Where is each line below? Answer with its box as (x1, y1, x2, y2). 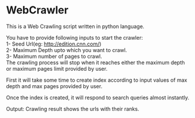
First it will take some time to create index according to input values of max (6, 77, 187, 84)
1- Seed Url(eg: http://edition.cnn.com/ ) (6, 40, 102, 47)
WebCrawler (6, 4, 69, 17)
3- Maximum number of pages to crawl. (6, 53, 103, 60)
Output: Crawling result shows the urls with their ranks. (6, 105, 140, 112)
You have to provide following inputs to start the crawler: (6, 34, 143, 41)
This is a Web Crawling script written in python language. (6, 23, 145, 30)
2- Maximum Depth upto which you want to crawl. (6, 46, 127, 53)
